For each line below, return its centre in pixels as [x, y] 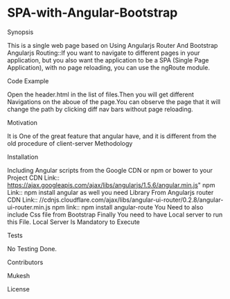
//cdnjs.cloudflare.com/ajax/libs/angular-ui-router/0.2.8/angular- [131, 200]
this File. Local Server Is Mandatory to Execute [73, 222]
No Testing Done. [32, 248]
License [18, 289]
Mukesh [19, 275]
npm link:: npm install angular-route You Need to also [127, 207]
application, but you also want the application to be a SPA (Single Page [108, 60]
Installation [23, 157]
